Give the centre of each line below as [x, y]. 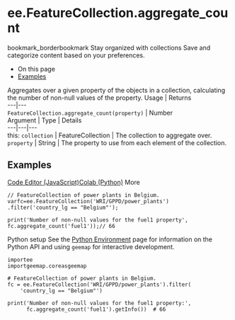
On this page [36, 69]
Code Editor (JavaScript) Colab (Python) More [74, 182]
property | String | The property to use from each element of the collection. [117, 142]
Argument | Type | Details [45, 120]
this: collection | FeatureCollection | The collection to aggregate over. [110, 135]
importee [20, 260]
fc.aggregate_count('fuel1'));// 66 [61, 226]
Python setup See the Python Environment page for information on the [110, 239]
